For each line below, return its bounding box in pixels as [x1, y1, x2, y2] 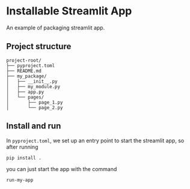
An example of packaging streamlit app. [6, 24, 105, 31]
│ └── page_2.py [6, 104, 63, 110]
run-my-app [6, 177, 34, 184]
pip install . [6, 155, 42, 161]
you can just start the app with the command [6, 166, 117, 173]
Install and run [6, 121, 61, 131]
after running [6, 143, 38, 151]
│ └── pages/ [6, 94, 44, 100]
